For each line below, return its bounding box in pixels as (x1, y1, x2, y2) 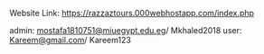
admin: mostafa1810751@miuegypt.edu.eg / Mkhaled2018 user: (9, 25, 242, 35)
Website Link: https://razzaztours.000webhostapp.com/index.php (9, 8, 255, 18)
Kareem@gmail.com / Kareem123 (9, 35, 131, 45)
